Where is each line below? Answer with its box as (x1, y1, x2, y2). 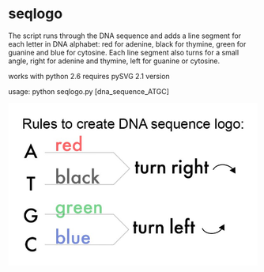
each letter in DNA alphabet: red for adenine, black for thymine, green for (8, 39, 247, 48)
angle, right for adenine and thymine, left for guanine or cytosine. (8, 56, 221, 66)
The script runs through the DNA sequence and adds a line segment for (8, 31, 242, 40)
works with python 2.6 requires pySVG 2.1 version (8, 71, 170, 81)
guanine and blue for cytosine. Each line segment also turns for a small (8, 47, 239, 57)
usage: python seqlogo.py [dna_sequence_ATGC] (8, 86, 170, 96)
